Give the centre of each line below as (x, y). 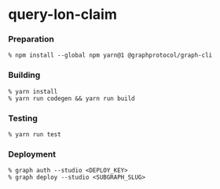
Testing (23, 118)
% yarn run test (35, 135)
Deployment (32, 154)
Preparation (31, 39)
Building (24, 75)
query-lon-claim (63, 15)
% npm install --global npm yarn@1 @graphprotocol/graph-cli (110, 56)
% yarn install (33, 91)
